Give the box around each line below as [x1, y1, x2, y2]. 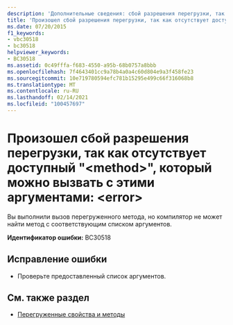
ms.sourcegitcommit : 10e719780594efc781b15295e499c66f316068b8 [7, 74, 194, 82]
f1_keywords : [7, 29, 45, 37]
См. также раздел [7, 292, 90, 304]
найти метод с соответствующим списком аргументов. [7, 219, 172, 228]
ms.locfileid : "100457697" [7, 101, 85, 108]
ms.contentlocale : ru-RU [7, 87, 79, 94]
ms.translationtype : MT [7, 81, 76, 88]
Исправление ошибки [7, 253, 107, 265]
